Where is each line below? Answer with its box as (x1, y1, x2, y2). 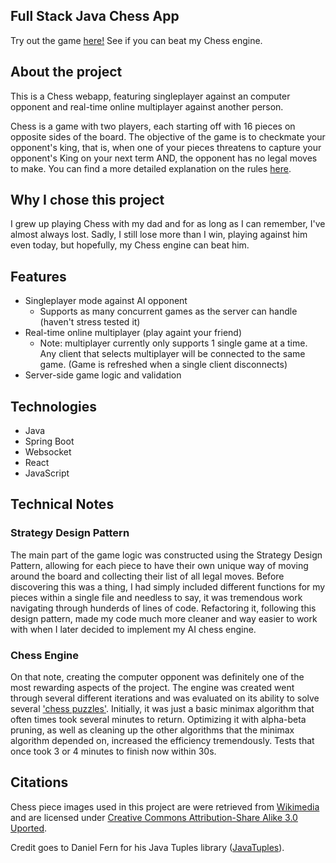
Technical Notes (10, 496, 115, 513)
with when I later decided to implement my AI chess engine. (10, 623, 257, 635)
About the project (10, 64, 123, 81)
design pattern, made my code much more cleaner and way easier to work (10, 612, 318, 624)
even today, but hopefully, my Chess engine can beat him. (10, 239, 250, 251)
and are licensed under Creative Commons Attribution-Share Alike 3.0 (10, 811, 298, 823)
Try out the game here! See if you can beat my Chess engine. (10, 34, 263, 46)
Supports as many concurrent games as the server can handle (39, 305, 298, 318)
